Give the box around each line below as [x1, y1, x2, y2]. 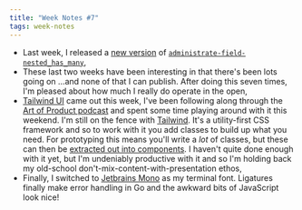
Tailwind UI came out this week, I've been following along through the [22, 95, 283, 105]
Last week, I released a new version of [22, 46, 167, 57]
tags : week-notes [9, 22, 75, 31]
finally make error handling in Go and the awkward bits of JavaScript [22, 182, 279, 193]
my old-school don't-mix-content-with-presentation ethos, [22, 163, 242, 174]
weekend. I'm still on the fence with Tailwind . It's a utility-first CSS [22, 115, 270, 125]
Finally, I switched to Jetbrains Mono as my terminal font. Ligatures [22, 172, 274, 183]
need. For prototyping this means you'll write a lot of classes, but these [22, 134, 288, 145]
